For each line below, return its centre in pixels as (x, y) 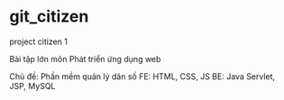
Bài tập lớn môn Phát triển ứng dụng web (85, 59)
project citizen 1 (39, 41)
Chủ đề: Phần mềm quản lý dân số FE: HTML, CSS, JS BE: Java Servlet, (142, 76)
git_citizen (49, 17)
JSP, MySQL (32, 86)
